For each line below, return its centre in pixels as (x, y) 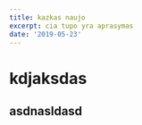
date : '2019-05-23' (46, 34)
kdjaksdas (48, 78)
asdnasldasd (46, 111)
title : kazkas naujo (48, 17)
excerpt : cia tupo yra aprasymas (71, 26)
